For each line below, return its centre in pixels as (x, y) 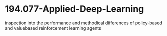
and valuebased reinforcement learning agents (53, 28)
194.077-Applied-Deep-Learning (75, 9)
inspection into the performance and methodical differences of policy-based (83, 23)
